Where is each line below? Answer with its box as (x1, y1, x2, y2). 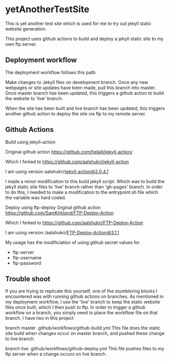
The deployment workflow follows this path (5, 69, 96, 75)
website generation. (5, 25, 47, 32)
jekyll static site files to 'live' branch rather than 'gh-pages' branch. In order (5, 184, 163, 190)
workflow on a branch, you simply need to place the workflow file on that (5, 310, 158, 316)
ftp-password (12, 260, 42, 266)
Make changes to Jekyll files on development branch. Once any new (5, 79, 149, 85)
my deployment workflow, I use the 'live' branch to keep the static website (5, 299, 160, 305)
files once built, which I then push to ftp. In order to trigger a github (5, 304, 146, 311)
